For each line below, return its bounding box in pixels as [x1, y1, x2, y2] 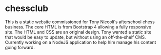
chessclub [5, 3, 49, 14]
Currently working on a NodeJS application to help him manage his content [5, 39, 156, 45]
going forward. [5, 44, 35, 50]
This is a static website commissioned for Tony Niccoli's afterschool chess [5, 19, 155, 25]
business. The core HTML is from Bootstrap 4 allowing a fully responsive [5, 24, 151, 29]
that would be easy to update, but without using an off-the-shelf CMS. [5, 34, 146, 40]
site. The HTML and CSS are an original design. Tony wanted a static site [5, 29, 152, 35]
